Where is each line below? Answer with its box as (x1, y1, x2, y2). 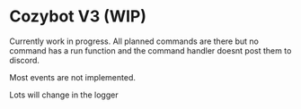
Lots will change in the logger (9, 89, 119, 100)
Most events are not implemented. (9, 71, 137, 82)
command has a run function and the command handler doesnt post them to (9, 45, 292, 55)
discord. (9, 54, 40, 65)
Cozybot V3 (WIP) (9, 6, 146, 27)
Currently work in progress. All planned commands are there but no (9, 36, 259, 46)
